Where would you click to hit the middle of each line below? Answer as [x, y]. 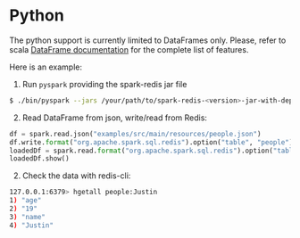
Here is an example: [46, 67]
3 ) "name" [28, 217]
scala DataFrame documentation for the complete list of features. [129, 49]
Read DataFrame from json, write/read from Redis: [115, 118]
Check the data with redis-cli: [76, 176]
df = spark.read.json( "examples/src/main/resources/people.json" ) [135, 134]
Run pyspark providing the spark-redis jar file [104, 84]
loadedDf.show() [39, 159]
